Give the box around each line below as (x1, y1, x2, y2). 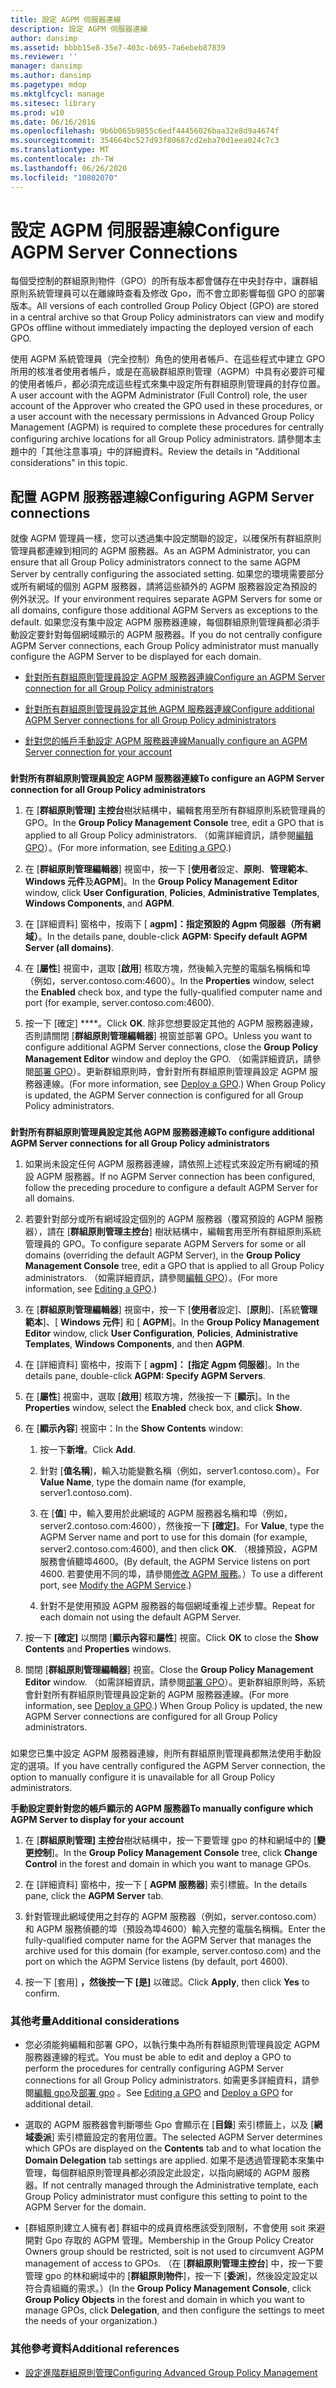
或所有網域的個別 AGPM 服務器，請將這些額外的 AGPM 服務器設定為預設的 (10, 581, 318, 593)
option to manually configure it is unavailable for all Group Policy (10, 1771, 276, 1783)
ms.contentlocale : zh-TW (10, 154, 114, 164)
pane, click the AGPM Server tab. (24, 1890, 164, 1902)
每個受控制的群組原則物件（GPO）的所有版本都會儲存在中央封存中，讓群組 (10, 275, 319, 287)
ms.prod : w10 (10, 107, 65, 118)
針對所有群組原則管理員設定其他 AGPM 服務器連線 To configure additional (10, 1126, 315, 1138)
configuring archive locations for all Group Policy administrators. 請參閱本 (10, 433, 313, 445)
